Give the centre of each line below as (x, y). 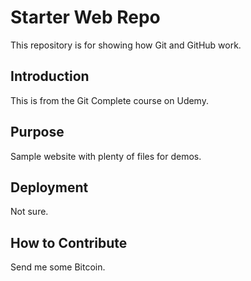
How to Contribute (69, 242)
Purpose (37, 132)
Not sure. (29, 212)
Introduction (50, 76)
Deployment (49, 187)
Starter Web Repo (85, 17)
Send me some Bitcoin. (58, 267)
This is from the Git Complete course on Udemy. (109, 100)
